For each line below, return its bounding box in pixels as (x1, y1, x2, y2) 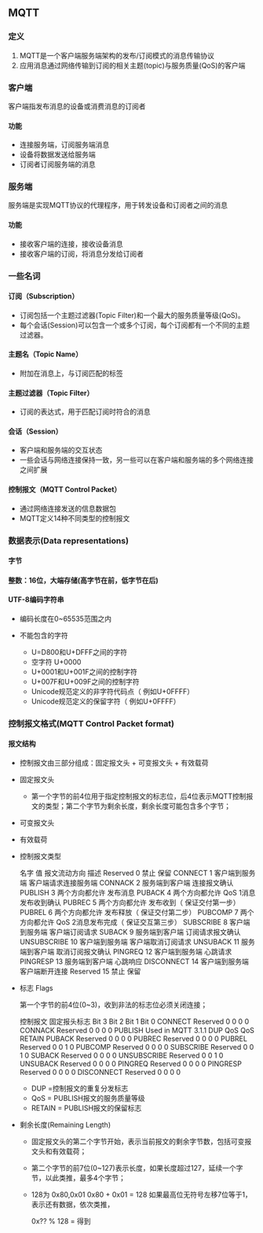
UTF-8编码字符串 (8, 595, 64, 604)
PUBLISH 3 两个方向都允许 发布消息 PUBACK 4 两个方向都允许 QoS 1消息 (19, 888, 256, 898)
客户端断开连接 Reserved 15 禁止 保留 (19, 967, 141, 976)
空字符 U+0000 (31, 657, 82, 666)
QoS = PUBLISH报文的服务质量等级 (31, 1094, 145, 1103)
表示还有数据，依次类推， (31, 1200, 115, 1209)
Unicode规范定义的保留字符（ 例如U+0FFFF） (31, 696, 181, 706)
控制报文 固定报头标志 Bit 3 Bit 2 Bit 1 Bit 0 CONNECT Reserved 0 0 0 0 (19, 1017, 250, 1026)
